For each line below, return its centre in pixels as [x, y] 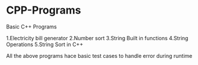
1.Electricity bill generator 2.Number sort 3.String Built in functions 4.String [97, 38]
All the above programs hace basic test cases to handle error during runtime [99, 56]
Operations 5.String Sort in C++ [45, 44]
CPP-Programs [44, 10]
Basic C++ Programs [32, 27]
